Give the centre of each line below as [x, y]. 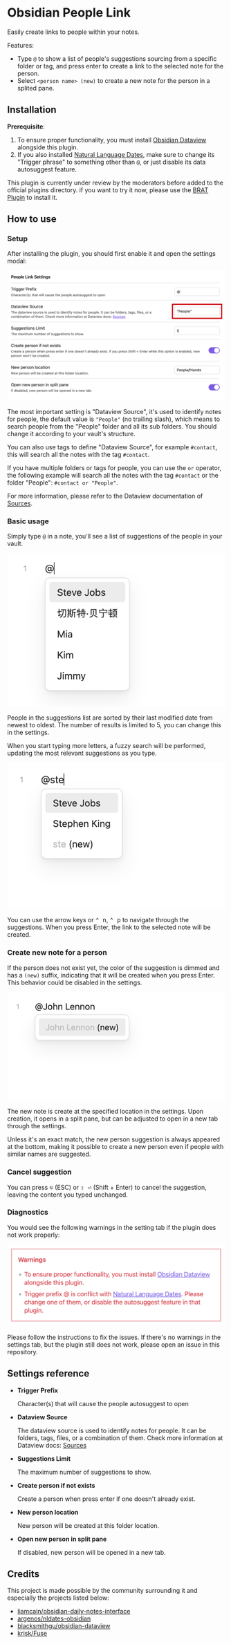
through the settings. [37, 1126]
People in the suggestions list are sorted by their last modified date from [110, 718]
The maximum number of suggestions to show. [84, 1472]
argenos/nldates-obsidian [54, 1618]
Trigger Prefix [38, 1390]
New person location [48, 1512]
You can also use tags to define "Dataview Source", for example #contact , [112, 447]
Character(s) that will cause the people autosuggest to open [103, 1403]
